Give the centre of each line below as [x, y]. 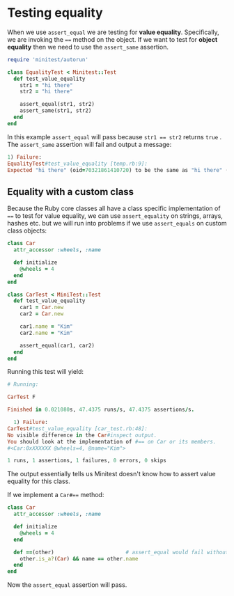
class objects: [27, 230]
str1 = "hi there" [46, 85]
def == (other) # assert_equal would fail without [121, 552]
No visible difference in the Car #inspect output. [82, 435]
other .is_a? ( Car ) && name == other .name [79, 558]
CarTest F [22, 397]
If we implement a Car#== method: [56, 495]
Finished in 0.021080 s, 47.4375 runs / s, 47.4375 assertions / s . [101, 410]
